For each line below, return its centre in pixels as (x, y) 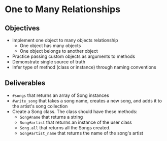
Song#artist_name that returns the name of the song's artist (81, 133)
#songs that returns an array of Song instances (61, 95)
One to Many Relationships (62, 9)
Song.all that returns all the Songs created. (65, 127)
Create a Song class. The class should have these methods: (75, 111)
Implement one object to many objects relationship (65, 40)
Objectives (22, 28)
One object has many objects (50, 46)
